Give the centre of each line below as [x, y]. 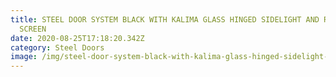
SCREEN [33, 29]
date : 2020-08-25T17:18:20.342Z [77, 38]
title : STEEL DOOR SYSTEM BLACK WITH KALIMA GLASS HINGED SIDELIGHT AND [165, 19]
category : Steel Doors [57, 47]
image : [24, 57]
